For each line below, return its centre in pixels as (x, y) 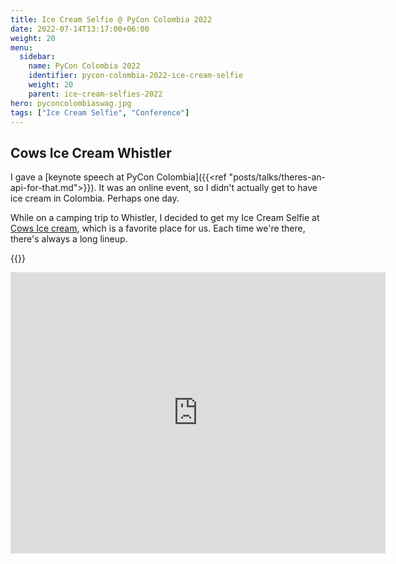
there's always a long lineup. (69, 239)
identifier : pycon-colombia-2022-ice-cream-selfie (136, 76)
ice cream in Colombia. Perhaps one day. (95, 198)
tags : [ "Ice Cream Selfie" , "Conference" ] (100, 112)
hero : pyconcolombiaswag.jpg (71, 103)
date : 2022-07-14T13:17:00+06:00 (80, 29)
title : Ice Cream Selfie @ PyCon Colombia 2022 (111, 19)
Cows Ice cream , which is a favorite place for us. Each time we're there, (158, 228)
